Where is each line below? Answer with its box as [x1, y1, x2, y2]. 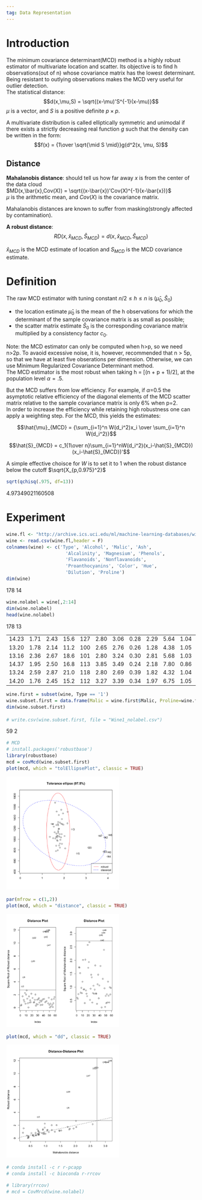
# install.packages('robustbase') [6, 747, 93, 753]
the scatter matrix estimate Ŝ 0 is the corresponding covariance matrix [14, 322, 188, 331]
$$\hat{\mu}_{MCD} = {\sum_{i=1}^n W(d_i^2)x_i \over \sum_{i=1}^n [17, 424, 185, 431]
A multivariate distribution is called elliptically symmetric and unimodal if [6, 119, 185, 126]
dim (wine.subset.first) [6, 704, 66, 710]
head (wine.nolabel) [6, 612, 55, 618]
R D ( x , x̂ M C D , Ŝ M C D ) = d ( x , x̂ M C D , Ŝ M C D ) [54, 232, 148, 241]
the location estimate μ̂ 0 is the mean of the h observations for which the [14, 308, 194, 316]
